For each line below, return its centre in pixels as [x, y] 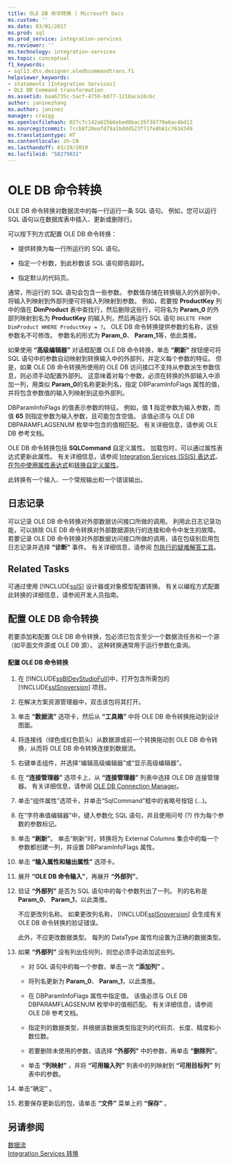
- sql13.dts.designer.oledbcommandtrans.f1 [71, 71]
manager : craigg [31, 116]
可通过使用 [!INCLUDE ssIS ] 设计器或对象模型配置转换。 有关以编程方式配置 [114, 586]
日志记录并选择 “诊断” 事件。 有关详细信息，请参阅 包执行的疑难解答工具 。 [114, 547]
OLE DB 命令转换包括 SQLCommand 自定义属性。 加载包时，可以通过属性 [112, 448]
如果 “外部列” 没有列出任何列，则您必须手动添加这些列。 [98, 952]
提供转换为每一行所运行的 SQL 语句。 [71, 248]
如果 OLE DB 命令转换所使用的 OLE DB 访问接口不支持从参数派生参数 [117, 367]
